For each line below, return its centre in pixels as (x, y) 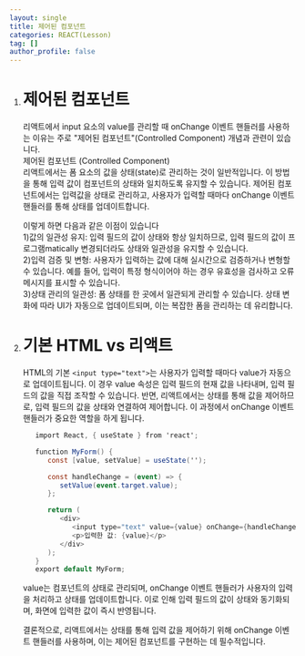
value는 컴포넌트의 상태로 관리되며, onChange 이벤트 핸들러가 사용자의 (149, 588)
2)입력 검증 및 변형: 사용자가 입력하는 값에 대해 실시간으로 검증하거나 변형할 (157, 260)
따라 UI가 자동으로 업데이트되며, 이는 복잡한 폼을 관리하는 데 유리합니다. (166, 305)
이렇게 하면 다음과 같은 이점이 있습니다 (91, 226)
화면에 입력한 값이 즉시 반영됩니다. (96, 610)
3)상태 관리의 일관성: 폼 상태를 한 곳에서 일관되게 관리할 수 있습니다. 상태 (151, 294)
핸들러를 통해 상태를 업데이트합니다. (86, 207)
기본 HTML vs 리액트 (97, 346)
